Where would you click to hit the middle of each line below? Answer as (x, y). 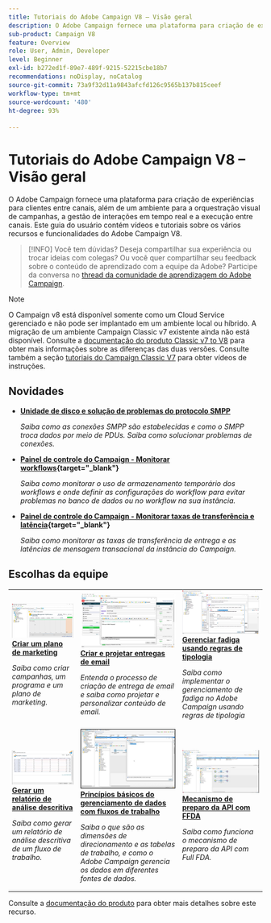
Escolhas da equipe (58, 574)
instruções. (27, 366)
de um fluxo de (37, 849)
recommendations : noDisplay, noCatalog (75, 77)
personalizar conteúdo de (123, 703)
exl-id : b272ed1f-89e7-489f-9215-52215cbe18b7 (88, 69)
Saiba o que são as (113, 827)
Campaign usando (213, 707)
